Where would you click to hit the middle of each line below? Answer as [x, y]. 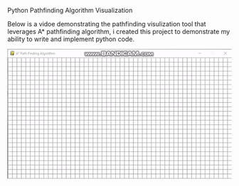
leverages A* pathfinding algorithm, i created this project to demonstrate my [119, 32]
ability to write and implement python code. [71, 39]
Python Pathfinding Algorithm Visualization [70, 10]
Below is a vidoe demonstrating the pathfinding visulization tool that [107, 24]
